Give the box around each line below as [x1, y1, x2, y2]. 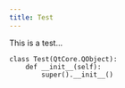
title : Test [9, 12, 54, 22]
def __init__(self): [25, 62, 102, 71]
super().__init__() [41, 70, 114, 79]
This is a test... [9, 37, 63, 48]
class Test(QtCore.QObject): [9, 54, 118, 63]
